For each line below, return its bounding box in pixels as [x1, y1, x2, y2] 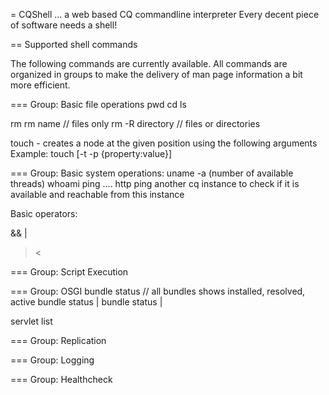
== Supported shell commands [10, 39, 138, 50]
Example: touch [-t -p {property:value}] [10, 148, 172, 159]
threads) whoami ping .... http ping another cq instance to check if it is [10, 178, 300, 189]
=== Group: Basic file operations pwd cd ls [10, 99, 187, 110]
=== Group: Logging [10, 354, 95, 366]
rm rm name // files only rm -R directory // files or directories [10, 118, 261, 129]
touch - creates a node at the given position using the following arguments [10, 137, 318, 149]
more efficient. [10, 79, 71, 91]
